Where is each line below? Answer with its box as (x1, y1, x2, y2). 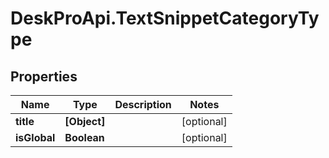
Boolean (64, 131, 105, 144)
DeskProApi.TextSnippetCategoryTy (10, 7, 320, 30)
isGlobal (15, 131, 56, 144)
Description (114, 98, 172, 111)
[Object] (64, 115, 106, 128)
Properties (10, 68, 78, 85)
